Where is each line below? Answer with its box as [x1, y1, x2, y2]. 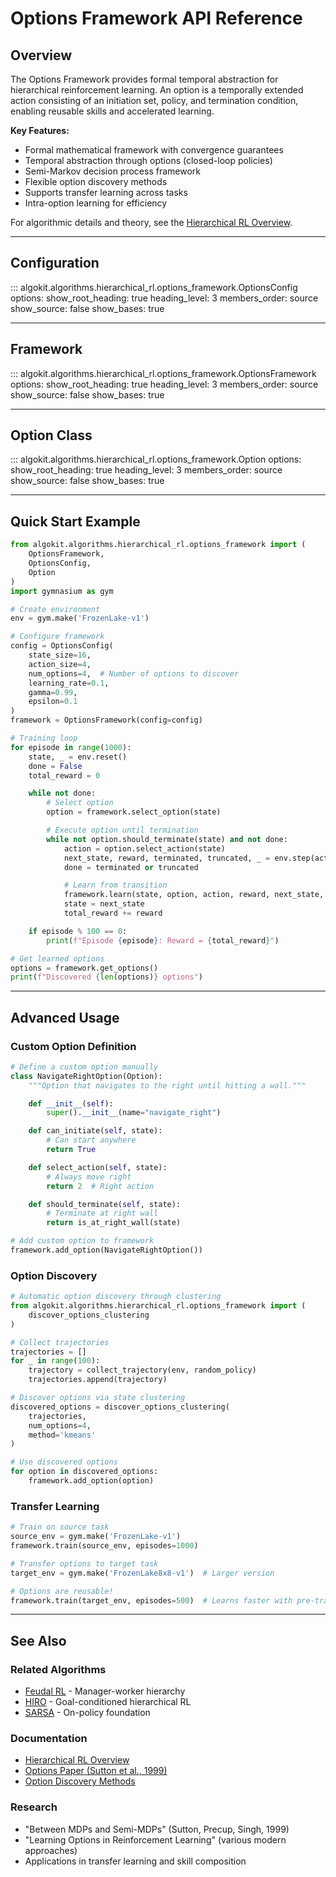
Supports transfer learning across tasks [24, 187, 188, 198]
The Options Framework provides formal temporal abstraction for [10, 73, 279, 85]
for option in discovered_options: [10, 1467, 159, 1477]
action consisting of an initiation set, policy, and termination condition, [10, 95, 299, 106]
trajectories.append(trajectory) [28, 1375, 168, 1385]
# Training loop [10, 733, 78, 743]
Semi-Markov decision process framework [24, 165, 201, 177]
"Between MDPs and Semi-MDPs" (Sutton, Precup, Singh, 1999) [24, 1823, 290, 1835]
